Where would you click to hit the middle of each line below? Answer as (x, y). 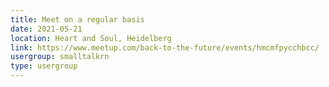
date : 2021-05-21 (46, 29)
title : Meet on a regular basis (77, 19)
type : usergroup (44, 66)
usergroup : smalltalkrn (60, 57)
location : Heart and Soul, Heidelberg (91, 38)
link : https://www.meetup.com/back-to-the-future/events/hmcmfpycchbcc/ (165, 47)
